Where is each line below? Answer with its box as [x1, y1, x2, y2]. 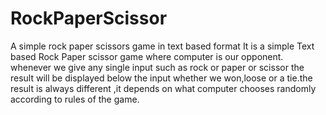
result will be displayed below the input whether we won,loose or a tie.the [10, 72, 313, 84]
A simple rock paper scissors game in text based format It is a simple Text [10, 40, 315, 52]
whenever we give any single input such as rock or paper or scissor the [10, 61, 305, 73]
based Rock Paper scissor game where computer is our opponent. [10, 50, 284, 62]
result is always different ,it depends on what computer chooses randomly [10, 82, 317, 94]
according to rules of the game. [10, 93, 140, 105]
